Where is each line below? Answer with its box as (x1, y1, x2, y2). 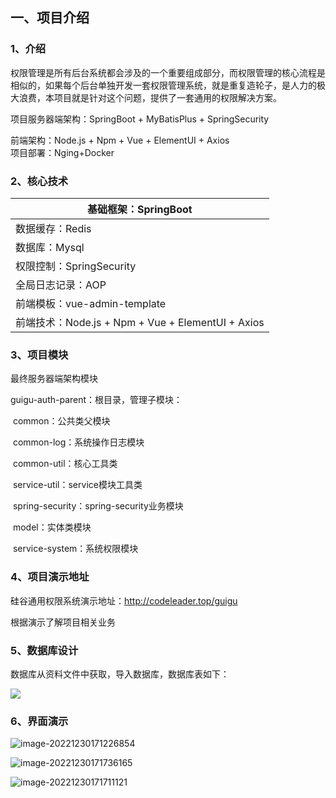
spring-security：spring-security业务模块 (12, 500, 184, 512)
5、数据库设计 (10, 643, 79, 657)
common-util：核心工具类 (12, 458, 118, 470)
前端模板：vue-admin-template (15, 296, 167, 310)
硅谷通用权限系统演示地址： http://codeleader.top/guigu (10, 594, 238, 607)
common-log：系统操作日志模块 (12, 436, 145, 448)
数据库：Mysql (15, 240, 85, 254)
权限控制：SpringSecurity (15, 259, 137, 273)
